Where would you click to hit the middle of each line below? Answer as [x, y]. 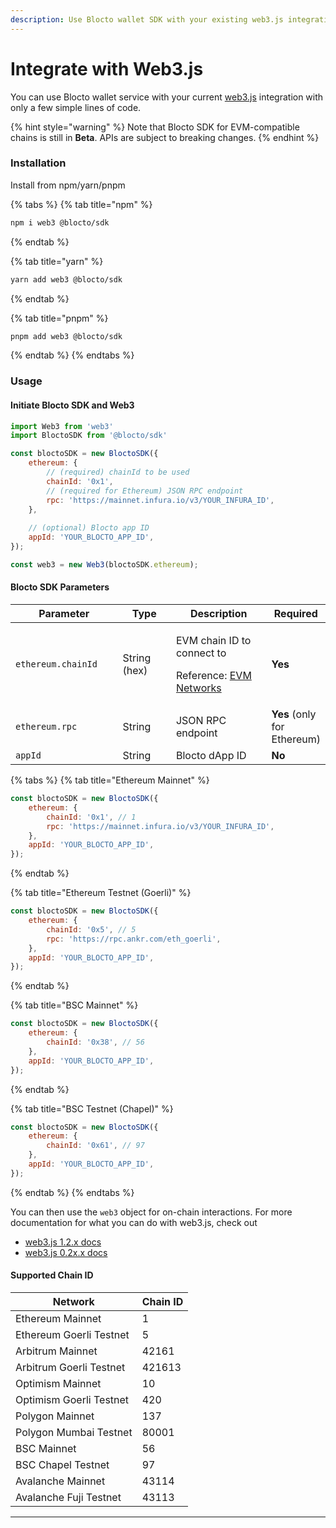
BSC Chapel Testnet [62, 1465]
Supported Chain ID [52, 1275]
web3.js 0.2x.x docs [66, 1252]
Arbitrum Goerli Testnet [70, 1368]
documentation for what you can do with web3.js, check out [134, 1222]
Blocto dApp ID [211, 756]
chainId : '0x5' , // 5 [91, 929]
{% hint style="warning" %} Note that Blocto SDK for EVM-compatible [155, 127]
